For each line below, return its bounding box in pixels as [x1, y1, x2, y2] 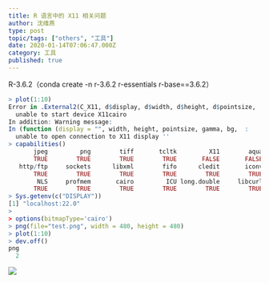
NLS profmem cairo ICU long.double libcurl [37, 177, 263, 185]
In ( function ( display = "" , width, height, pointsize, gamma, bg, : [8, 125, 249, 133]
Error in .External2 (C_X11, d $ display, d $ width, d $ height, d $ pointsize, [8, 103, 256, 111]
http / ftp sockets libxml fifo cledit [18, 162, 220, 171]
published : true [8, 57, 62, 65]
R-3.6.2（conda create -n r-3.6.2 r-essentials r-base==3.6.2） [8, 79, 214, 89]
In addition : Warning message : [8, 118, 113, 126]
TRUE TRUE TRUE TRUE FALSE [33, 155, 220, 163]
